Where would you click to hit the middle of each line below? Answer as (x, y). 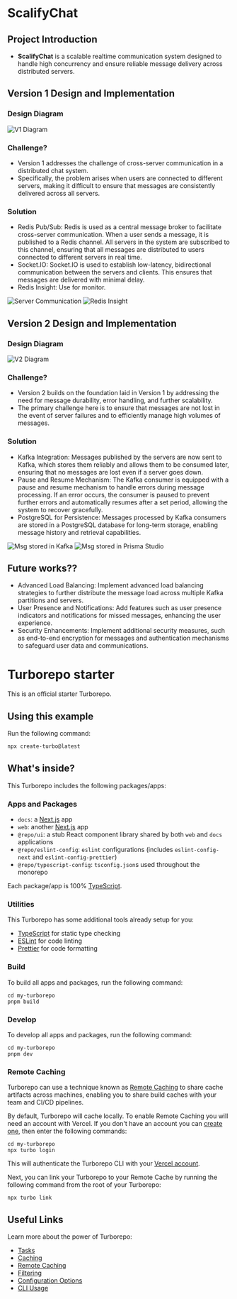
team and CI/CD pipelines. (46, 1102)
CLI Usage (33, 1288)
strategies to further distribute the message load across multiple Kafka (121, 593)
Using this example (51, 716)
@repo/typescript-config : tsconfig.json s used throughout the (109, 865)
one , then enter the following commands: (67, 1131)
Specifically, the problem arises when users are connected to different (120, 178)
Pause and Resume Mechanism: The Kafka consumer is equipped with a (123, 480)
